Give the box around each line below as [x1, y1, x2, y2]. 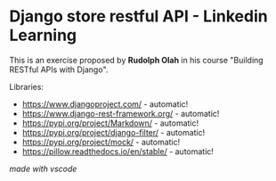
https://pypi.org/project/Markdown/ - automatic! [21, 118, 199, 128]
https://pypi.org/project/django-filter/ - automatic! [21, 127, 206, 137]
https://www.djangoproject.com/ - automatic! [21, 98, 189, 109]
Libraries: [9, 81, 45, 92]
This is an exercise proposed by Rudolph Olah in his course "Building [9, 54, 264, 65]
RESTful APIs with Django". [9, 64, 109, 75]
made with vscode [9, 163, 77, 174]
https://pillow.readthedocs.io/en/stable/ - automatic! [21, 145, 214, 157]
